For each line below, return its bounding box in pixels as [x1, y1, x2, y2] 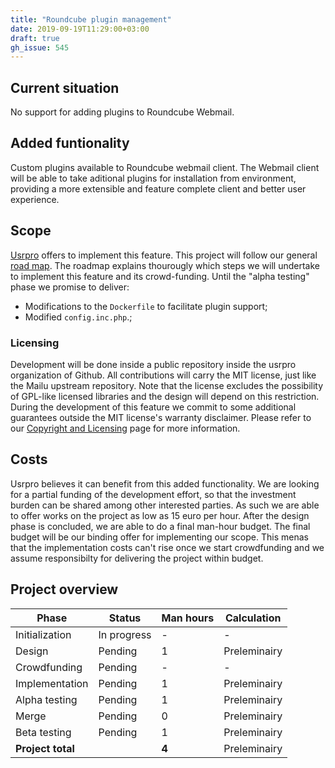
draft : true [10, 33, 60, 43]
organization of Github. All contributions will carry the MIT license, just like [10, 369, 317, 381]
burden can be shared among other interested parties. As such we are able [10, 499, 320, 511]
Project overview [10, 581, 119, 598]
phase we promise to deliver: [10, 281, 130, 293]
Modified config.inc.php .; [24, 311, 133, 323]
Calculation [224, 611, 282, 625]
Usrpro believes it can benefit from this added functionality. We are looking [10, 477, 320, 490]
